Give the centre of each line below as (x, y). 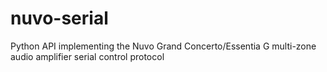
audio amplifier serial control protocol (87, 56)
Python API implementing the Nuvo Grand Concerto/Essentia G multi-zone (163, 46)
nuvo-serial (59, 18)
